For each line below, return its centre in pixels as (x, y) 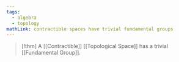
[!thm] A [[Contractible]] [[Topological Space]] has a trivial (95, 46)
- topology (26, 23)
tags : (13, 12)
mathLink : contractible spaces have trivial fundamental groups (90, 29)
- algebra (24, 18)
